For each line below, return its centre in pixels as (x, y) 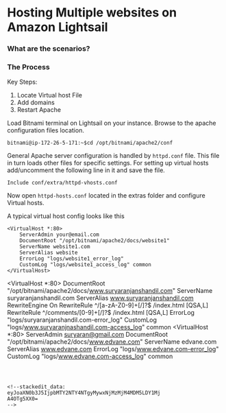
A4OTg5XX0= (23, 399)
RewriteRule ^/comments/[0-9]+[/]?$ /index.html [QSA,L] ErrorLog (101, 313)
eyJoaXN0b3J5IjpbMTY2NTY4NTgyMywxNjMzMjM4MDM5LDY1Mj (84, 393)
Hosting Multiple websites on (92, 13)
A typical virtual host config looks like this (66, 216)
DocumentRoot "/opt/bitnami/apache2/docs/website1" (95, 241)
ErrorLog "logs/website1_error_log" (72, 259)
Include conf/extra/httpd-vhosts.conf (62, 183)
